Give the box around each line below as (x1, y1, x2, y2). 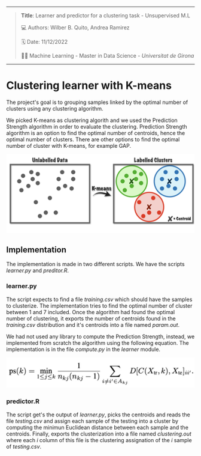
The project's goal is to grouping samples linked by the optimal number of (6, 99, 188, 106)
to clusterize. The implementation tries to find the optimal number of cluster (6, 302, 193, 309)
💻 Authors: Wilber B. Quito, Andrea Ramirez (20, 24, 130, 31)
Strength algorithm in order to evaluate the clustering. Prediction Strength (6, 123, 187, 130)
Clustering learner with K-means (6, 79, 172, 93)
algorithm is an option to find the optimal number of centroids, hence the (6, 129, 185, 136)
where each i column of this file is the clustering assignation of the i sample (6, 436, 193, 443)
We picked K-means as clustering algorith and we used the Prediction (6, 117, 178, 124)
